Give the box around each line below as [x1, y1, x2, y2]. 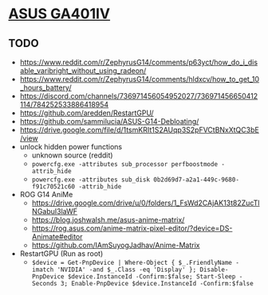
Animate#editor [31, 232, 83, 241]
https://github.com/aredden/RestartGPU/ [19, 108, 154, 118]
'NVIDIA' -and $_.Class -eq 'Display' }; [57, 266, 197, 274]
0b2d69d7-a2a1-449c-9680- [152, 176, 239, 184]
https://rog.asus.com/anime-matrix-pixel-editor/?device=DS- [31, 223, 233, 233]
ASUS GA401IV [8, 5, 110, 23]
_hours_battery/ [19, 83, 72, 92]
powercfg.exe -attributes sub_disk [31, 176, 150, 184]
